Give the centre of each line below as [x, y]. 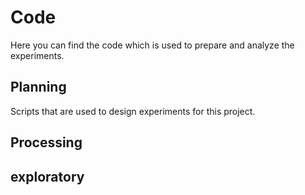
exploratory [47, 176]
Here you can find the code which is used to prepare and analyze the [152, 45]
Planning [38, 87]
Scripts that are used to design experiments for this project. [133, 111]
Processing [46, 142]
